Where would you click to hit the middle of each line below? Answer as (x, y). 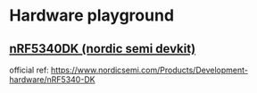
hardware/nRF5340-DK (52, 80)
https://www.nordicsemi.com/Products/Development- (149, 70)
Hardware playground (92, 16)
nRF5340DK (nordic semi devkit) (103, 49)
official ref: (29, 70)
